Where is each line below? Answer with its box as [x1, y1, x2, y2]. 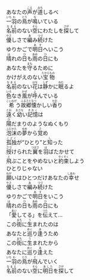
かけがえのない [6, 74, 43, 80]
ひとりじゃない [6, 165, 43, 172]
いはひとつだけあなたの [11, 174, 69, 181]
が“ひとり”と [17, 139, 48, 145]
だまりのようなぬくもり [11, 120, 69, 127]
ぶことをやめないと [11, 157, 58, 164]
